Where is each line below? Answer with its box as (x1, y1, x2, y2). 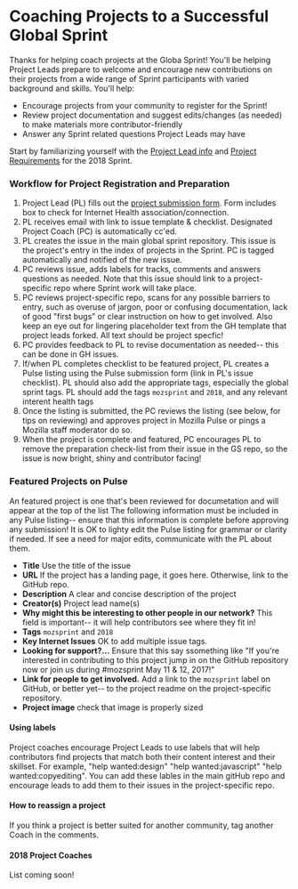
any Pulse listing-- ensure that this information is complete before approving (9, 514, 289, 525)
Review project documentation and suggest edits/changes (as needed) (21, 109, 283, 120)
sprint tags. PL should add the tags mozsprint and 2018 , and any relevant (21, 387, 288, 398)
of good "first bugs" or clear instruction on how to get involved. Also (21, 311, 273, 322)
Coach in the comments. (9, 829, 100, 840)
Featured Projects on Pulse (9, 475, 128, 488)
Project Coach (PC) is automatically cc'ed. (21, 226, 178, 237)
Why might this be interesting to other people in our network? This (21, 607, 273, 618)
